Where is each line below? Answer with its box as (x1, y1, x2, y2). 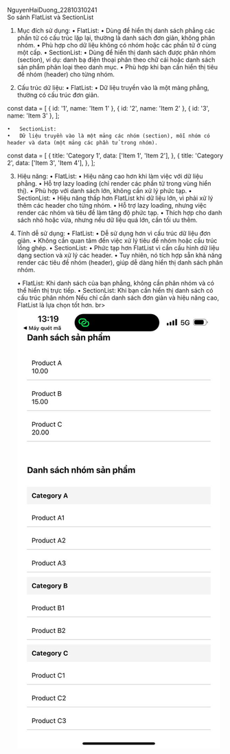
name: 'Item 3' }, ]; (7, 111, 60, 120)
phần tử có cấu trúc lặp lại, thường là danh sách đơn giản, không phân (16, 34, 216, 42)
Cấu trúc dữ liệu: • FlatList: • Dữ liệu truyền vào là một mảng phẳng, (16, 84, 209, 91)
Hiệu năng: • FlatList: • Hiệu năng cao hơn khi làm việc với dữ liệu (16, 172, 203, 180)
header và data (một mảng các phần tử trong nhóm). (7, 140, 158, 146)
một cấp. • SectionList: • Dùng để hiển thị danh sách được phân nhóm (16, 48, 216, 56)
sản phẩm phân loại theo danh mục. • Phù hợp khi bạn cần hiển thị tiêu (16, 63, 218, 71)
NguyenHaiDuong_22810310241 (7, 6, 97, 14)
